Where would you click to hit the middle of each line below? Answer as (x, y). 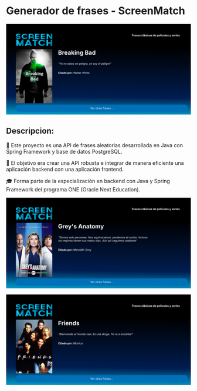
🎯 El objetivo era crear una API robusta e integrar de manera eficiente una (95, 163)
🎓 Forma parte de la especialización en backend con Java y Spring (88, 181)
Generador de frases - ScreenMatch (96, 11)
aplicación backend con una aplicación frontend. (65, 169)
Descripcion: (30, 131)
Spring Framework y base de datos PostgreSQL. (64, 151)
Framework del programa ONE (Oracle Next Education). (73, 189)
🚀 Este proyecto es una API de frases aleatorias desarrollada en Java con (95, 145)
